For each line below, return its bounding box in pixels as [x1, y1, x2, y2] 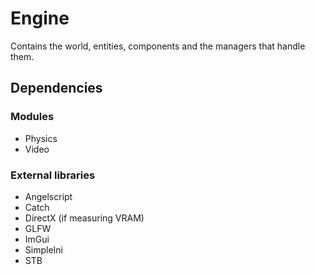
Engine [10, 7, 70, 30]
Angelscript [24, 190, 73, 202]
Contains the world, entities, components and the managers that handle [10, 40, 306, 52]
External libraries [10, 168, 96, 182]
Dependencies [10, 80, 103, 97]
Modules [10, 110, 55, 124]
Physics [24, 132, 58, 144]
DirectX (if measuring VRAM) [24, 212, 145, 224]
